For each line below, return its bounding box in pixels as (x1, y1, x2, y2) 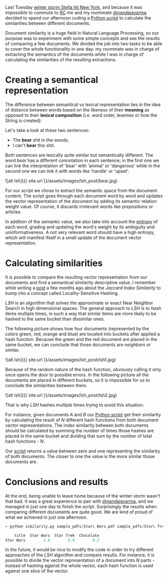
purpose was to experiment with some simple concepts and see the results (5, 35, 160, 41)
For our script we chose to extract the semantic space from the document (5, 187, 157, 193)
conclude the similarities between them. (5, 382, 87, 388)
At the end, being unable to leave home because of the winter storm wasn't (5, 493, 160, 499)
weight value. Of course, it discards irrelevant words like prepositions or (5, 203, 153, 209)
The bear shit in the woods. (12, 137, 69, 143)
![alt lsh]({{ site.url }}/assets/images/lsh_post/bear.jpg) (5, 178, 117, 184)
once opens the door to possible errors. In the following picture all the (5, 372, 149, 378)
